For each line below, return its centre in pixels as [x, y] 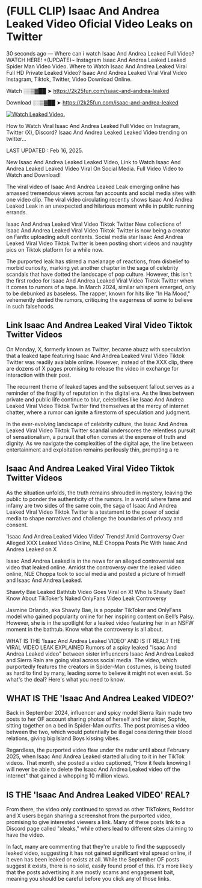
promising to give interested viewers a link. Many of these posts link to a [96, 822]
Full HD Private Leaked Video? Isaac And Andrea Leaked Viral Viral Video [97, 72]
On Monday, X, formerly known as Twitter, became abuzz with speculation [98, 349]
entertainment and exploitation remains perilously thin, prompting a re [93, 449]
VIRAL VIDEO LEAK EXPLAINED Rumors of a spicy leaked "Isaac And [92, 647]
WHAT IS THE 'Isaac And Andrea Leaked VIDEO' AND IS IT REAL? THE [93, 640]
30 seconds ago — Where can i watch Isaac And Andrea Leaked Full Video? [100, 53]
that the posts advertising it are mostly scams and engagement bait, [90, 872]
